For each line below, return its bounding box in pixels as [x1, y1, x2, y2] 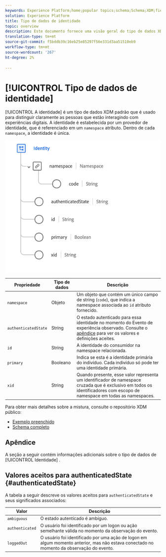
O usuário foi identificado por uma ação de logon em [40, 534, 147, 540]
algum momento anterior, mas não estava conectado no [40, 540, 154, 546]
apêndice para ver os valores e [76, 330, 139, 336]
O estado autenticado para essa [76, 314, 142, 320]
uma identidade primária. [76, 365, 127, 371]
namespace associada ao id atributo [76, 302, 151, 308]
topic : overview [5, 24, 39, 29]
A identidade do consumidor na [76, 342, 140, 348]
